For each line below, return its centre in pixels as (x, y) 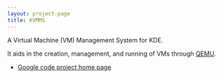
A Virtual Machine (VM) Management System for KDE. (85, 40)
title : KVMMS (26, 20)
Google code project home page (64, 67)
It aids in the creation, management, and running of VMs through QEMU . (111, 54)
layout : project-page (39, 14)
